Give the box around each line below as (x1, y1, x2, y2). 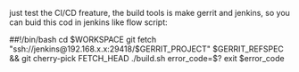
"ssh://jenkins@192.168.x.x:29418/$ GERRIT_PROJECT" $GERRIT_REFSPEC (9, 44, 284, 54)
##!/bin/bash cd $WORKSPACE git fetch (9, 35, 157, 44)
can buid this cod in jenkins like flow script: (9, 17, 168, 28)
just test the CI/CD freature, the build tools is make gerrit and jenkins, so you (9, 8, 290, 18)
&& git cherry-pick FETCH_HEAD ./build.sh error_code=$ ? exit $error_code (9, 53, 285, 63)
